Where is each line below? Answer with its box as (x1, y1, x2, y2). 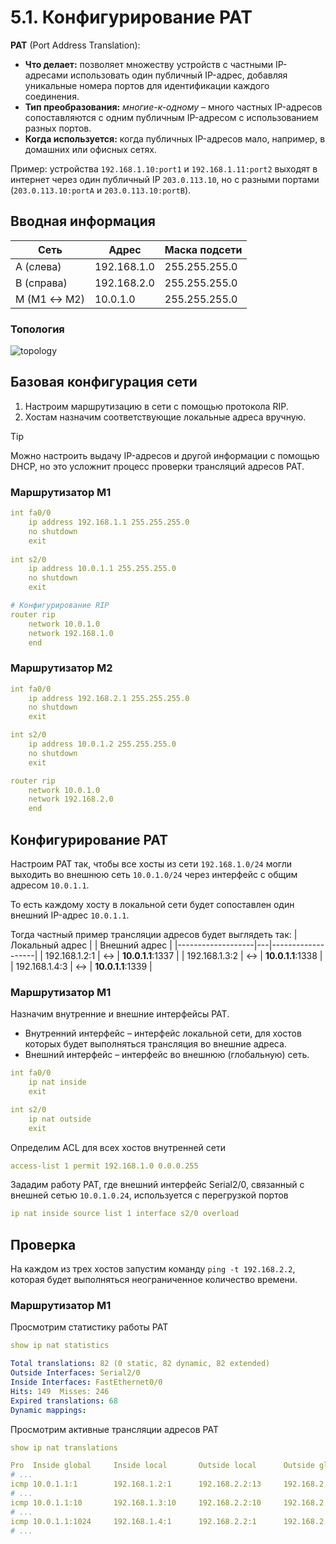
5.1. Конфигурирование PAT (10, 6, 253, 29)
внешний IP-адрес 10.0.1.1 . (10, 909, 130, 921)
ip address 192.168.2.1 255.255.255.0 (28, 693, 190, 703)
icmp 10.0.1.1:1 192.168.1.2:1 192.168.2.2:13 (10, 1479, 262, 1490)
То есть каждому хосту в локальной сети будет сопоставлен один (10, 899, 295, 911)
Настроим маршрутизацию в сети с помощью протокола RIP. (24, 400, 289, 412)
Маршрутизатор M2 (10, 661, 113, 675)
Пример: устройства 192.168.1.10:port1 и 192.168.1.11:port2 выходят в (10, 162, 318, 175)
